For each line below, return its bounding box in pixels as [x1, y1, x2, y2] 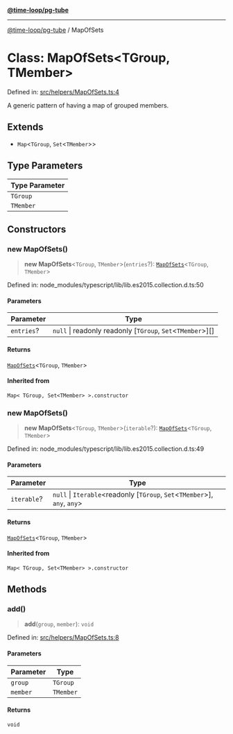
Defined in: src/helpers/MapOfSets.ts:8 [7, 633, 119, 642]
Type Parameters [7, 160, 83, 172]
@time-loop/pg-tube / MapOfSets [7, 26, 104, 34]
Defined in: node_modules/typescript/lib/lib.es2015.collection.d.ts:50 [7, 281, 204, 289]
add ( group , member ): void [24, 620, 94, 629]
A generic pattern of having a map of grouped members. [7, 101, 169, 110]
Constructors [7, 223, 67, 235]
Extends [7, 121, 44, 133]
